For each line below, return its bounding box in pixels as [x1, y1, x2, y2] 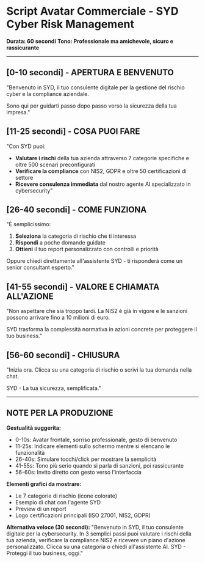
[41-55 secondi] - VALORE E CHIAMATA [6, 281, 160, 292]
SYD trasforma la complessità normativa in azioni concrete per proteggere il [6, 326, 197, 333]
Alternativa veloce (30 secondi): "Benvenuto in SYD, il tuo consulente [6, 523, 184, 531]
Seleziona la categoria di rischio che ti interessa [15, 232, 137, 240]
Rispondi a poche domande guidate [15, 239, 106, 246]
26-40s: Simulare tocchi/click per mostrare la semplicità [15, 455, 157, 463]
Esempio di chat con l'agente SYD [15, 498, 101, 506]
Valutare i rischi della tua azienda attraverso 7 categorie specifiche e [15, 154, 190, 161]
